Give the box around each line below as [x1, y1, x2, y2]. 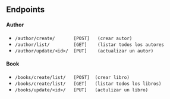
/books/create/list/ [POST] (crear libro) [14, 74, 130, 80]
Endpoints [6, 5, 45, 15]
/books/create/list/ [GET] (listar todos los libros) [14, 81, 162, 87]
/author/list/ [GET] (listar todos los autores [14, 41, 165, 48]
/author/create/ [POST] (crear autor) [14, 35, 133, 41]
